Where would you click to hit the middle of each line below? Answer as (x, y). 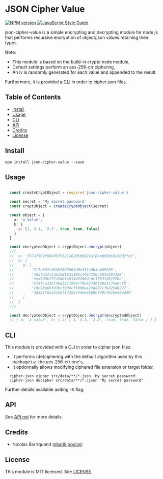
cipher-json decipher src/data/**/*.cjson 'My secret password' (77, 381)
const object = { (27, 215)
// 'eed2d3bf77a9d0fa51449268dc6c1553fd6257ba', (68, 279)
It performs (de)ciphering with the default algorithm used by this (77, 357)
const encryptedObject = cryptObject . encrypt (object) (66, 247)
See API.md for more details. (34, 416)
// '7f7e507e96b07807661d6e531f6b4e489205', (64, 270)
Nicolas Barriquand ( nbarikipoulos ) (47, 444)
